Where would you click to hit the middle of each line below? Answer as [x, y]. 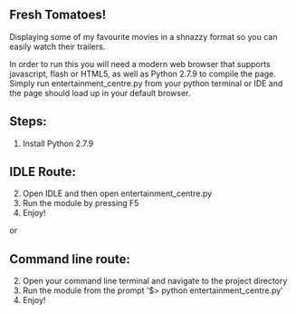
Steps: [28, 122]
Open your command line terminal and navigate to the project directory [155, 281]
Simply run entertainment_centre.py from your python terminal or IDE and [146, 83]
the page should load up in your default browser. [100, 93]
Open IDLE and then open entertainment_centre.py [117, 193]
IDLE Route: [43, 172]
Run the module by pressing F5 [81, 203]
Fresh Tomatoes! [58, 15]
